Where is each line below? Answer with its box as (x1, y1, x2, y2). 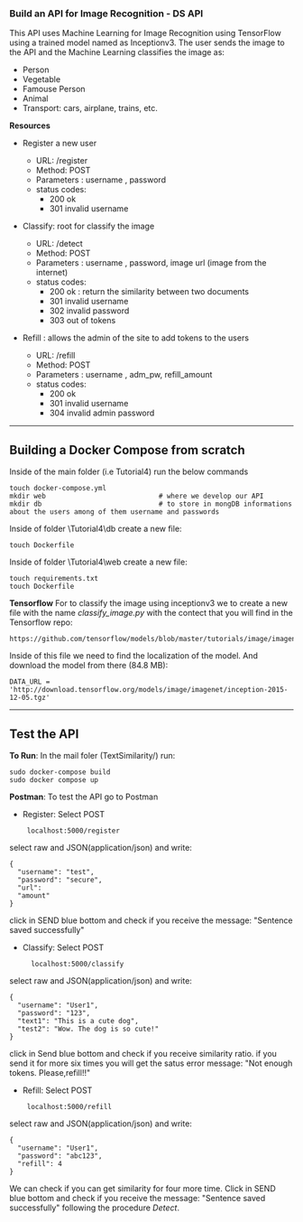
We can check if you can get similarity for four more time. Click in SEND (9, 1182, 277, 1194)
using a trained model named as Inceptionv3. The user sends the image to (9, 37, 286, 48)
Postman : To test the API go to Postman (9, 791, 159, 802)
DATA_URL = (9, 677, 50, 686)
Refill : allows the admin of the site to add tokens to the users (22, 332, 250, 343)
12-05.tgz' (9, 694, 50, 703)
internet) (35, 267, 69, 278)
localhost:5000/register (26, 826, 120, 835)
